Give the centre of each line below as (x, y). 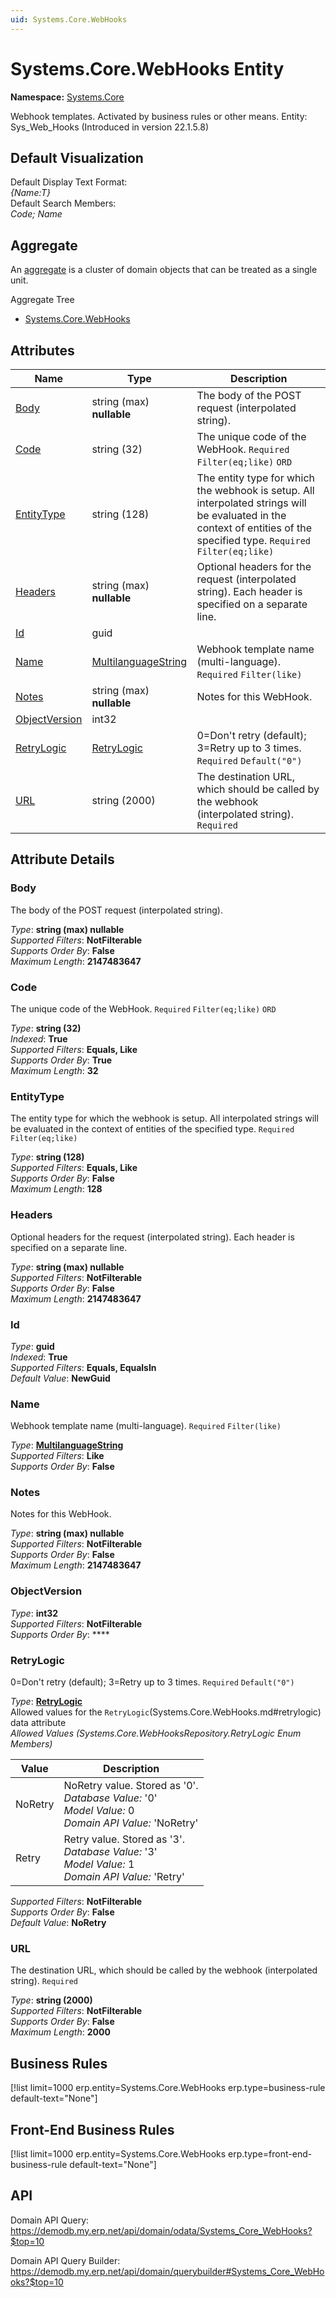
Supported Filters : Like (57, 1456)
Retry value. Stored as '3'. (124, 1839)
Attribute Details (62, 859)
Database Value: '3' (110, 1852)
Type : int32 (34, 1613)
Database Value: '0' (110, 1798)
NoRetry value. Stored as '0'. (131, 1786)
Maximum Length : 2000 (60, 2032)
